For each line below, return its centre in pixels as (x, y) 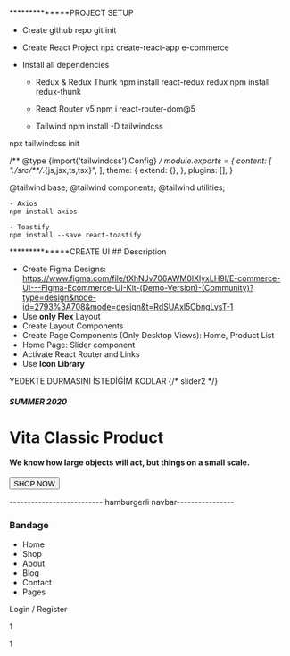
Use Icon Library (54, 364)
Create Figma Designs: (64, 269)
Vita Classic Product (87, 437)
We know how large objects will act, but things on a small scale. (129, 462)
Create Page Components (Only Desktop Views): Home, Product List (148, 335)
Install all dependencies (66, 65)
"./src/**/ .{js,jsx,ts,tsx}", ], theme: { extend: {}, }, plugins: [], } (121, 170)
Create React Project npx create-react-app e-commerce (125, 47)
